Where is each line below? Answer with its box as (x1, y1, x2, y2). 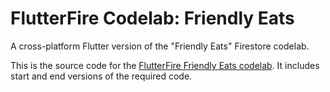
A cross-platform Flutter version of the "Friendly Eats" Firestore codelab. (10, 40, 310, 52)
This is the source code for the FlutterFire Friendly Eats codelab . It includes (10, 59, 320, 71)
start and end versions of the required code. (10, 70, 193, 82)
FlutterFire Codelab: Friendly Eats (10, 7, 295, 30)
